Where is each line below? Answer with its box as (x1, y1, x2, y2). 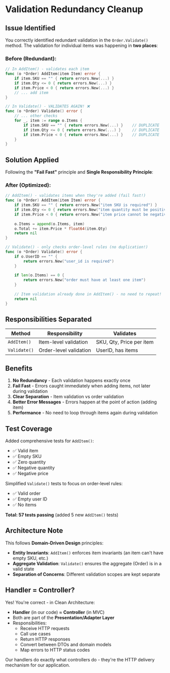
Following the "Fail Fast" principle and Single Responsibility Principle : (5, 169, 153, 175)
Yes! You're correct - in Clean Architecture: (5, 599, 95, 605)
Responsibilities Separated (5, 315, 92, 323)
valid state (12, 566, 34, 572)
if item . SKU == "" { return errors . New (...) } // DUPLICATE (23, 122, 159, 128)
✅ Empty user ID (12, 496, 48, 502)
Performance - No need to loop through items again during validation (12, 410, 158, 416)
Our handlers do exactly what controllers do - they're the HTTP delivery (5, 656, 155, 662)
